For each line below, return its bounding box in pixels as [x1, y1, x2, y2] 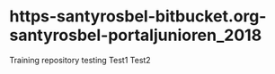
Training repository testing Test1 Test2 [9, 54, 151, 65]
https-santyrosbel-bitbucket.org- [9, 6, 267, 27]
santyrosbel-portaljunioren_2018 [9, 25, 262, 45]
